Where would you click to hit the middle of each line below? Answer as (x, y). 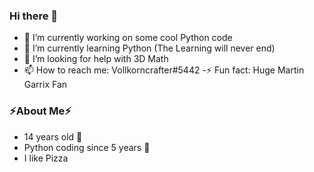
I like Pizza (46, 158)
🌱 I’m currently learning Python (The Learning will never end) (149, 48)
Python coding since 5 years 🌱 (87, 147)
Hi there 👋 (34, 16)
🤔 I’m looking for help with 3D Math (96, 59)
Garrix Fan (45, 85)
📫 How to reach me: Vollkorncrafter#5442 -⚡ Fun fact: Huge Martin (164, 70)
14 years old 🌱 (53, 136)
